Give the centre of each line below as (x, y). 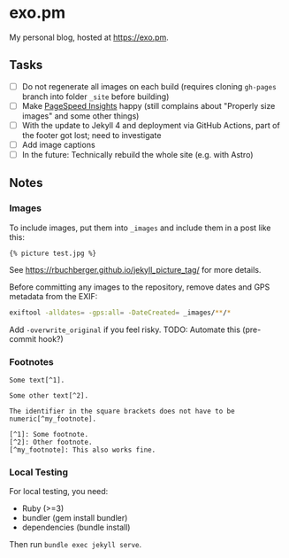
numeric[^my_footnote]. (53, 419)
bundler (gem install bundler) (75, 518)
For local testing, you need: (59, 492)
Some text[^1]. (37, 380)
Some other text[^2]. (49, 395)
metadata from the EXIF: (53, 296)
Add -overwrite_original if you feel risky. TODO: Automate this (125, 329)
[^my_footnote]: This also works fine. (83, 450)
